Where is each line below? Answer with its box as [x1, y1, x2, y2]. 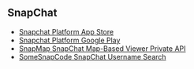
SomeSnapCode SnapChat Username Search [18, 52, 166, 61]
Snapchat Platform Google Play [18, 35, 121, 45]
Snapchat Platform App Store [18, 27, 114, 36]
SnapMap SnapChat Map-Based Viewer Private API [18, 43, 186, 53]
